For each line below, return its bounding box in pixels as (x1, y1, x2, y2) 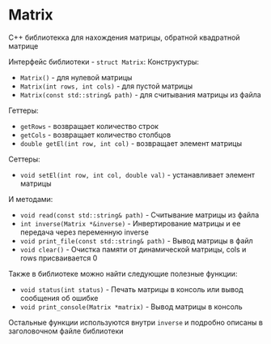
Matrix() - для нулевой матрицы (19, 72, 133, 82)
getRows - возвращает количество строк (19, 121, 159, 131)
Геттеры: (8, 105, 39, 115)
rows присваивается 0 (19, 253, 98, 263)
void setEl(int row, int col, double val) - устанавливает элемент (19, 170, 256, 179)
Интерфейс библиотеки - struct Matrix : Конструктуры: (8, 57, 200, 67)
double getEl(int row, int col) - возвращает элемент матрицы (19, 138, 243, 148)
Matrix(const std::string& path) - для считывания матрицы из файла (19, 89, 261, 99)
